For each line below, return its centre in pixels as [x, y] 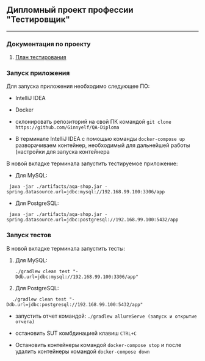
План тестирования [41, 57]
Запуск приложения [38, 73]
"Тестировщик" [38, 20]
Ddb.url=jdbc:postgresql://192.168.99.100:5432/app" [75, 304]
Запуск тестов [29, 235]
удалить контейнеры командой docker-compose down [82, 351]
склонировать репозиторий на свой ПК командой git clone [93, 122]
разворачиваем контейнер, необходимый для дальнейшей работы [103, 145]
